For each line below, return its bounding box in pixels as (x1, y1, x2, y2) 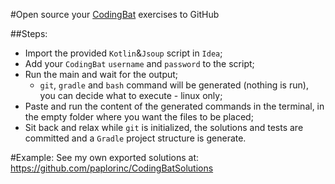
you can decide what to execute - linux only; (39, 90, 223, 101)
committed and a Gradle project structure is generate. (24, 132, 247, 144)
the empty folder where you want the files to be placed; (24, 111, 254, 123)
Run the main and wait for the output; (24, 69, 179, 80)
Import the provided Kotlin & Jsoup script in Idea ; (24, 47, 223, 59)
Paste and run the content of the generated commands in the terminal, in (24, 100, 325, 112)
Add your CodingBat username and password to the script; (24, 58, 255, 69)
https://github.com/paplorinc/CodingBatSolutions (10, 162, 214, 174)
